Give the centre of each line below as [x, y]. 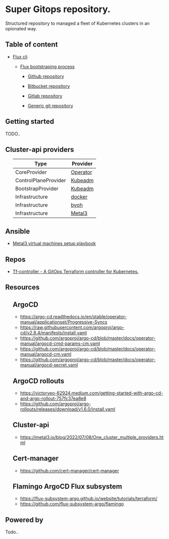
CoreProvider [31, 172]
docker [79, 197]
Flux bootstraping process [47, 66]
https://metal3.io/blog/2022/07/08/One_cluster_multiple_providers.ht [92, 437]
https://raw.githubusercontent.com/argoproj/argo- [72, 327]
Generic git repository [50, 106]
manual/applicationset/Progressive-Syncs [64, 322]
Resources [22, 287]
